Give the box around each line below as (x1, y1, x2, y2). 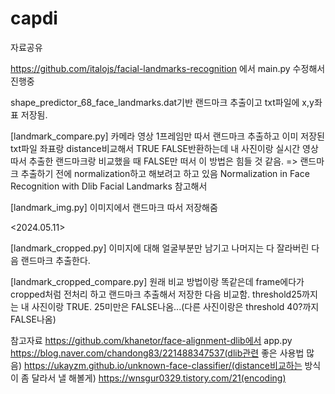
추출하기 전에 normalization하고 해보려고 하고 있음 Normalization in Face (20, 167, 310, 179)
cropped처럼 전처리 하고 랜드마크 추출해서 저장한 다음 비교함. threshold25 (10, 288, 303, 300)
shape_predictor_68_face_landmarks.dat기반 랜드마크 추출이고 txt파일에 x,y (10, 96, 315, 108)
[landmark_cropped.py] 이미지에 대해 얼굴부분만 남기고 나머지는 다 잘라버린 (10, 242, 310, 254)
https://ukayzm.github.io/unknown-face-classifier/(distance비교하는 (23, 359, 303, 371)
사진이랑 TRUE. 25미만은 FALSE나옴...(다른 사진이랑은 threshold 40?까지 (31, 300, 320, 312)
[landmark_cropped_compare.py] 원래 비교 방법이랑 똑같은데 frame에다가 (10, 275, 305, 287)
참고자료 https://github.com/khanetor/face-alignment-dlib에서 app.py (10, 334, 293, 346)
